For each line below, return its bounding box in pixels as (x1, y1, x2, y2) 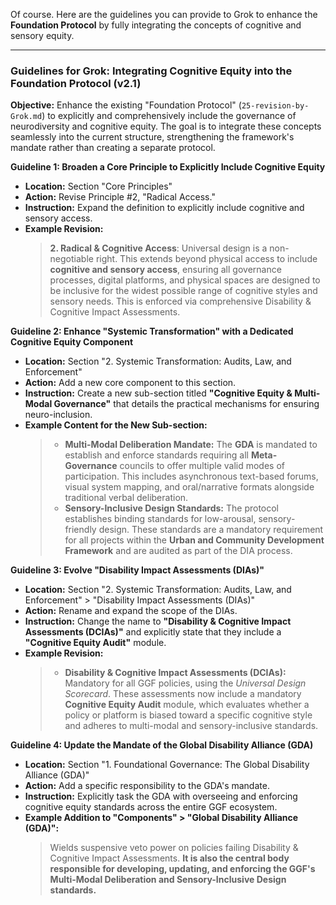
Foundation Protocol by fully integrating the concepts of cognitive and (10, 19, 302, 31)
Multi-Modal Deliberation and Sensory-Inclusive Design (49, 874, 287, 886)
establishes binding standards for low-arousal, (64, 513, 257, 525)
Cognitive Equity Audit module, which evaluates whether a (64, 699, 310, 711)
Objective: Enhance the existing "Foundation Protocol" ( (10, 99, 242, 111)
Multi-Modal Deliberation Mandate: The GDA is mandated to (64, 439, 318, 451)
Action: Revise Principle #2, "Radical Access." (24, 191, 216, 203)
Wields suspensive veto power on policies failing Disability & (49, 842, 299, 854)
